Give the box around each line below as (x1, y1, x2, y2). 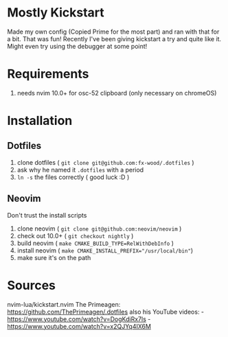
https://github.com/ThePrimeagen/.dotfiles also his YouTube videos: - (7, 307, 205, 316)
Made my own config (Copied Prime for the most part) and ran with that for (7, 27, 220, 36)
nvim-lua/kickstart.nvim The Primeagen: (7, 300, 121, 308)
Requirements (7, 67, 89, 82)
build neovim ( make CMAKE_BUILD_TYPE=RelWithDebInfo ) (16, 239, 174, 247)
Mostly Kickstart (7, 5, 104, 21)
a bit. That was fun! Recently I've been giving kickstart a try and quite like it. (7, 34, 222, 43)
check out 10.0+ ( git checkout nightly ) (16, 231, 134, 240)
